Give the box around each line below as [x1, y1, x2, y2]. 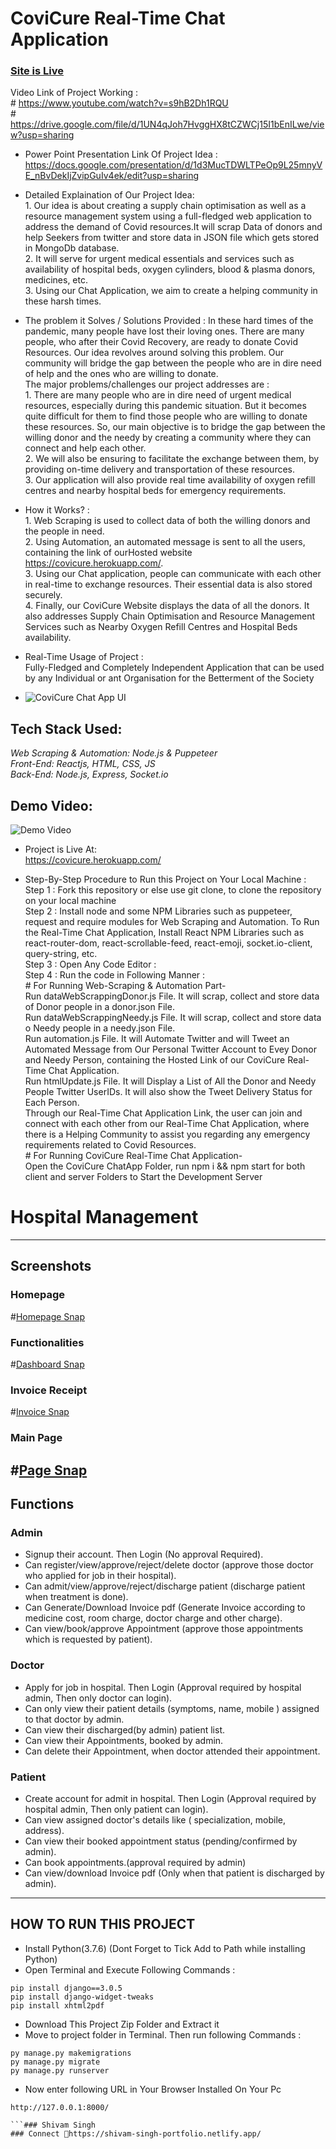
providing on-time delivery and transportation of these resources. [24, 463, 296, 476]
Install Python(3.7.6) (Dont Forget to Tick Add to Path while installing [24, 1942, 306, 1954]
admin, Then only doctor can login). [24, 1692, 173, 1704]
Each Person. [24, 1097, 80, 1109]
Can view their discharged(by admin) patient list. [24, 1723, 226, 1736]
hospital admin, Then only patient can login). [24, 1803, 209, 1815]
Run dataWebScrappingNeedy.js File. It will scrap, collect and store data [24, 1012, 322, 1024]
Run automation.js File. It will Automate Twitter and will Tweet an [24, 1033, 290, 1045]
